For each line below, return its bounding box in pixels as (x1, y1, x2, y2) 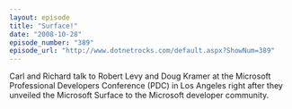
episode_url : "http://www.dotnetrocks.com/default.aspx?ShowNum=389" (9, 46, 276, 55)
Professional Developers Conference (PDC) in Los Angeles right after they (9, 80, 283, 91)
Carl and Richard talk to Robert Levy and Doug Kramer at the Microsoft (9, 71, 271, 81)
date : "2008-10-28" (9, 29, 83, 38)
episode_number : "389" (9, 38, 94, 47)
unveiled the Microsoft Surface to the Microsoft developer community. (9, 90, 270, 101)
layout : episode (9, 13, 70, 22)
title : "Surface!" (9, 21, 78, 30)
